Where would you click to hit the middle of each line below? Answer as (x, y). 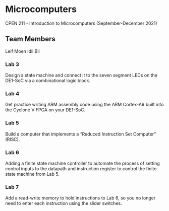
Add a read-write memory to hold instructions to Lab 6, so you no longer (80, 198)
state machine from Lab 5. (32, 174)
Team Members (30, 39)
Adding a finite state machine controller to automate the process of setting (82, 163)
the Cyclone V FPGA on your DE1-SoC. (45, 110)
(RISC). (13, 139)
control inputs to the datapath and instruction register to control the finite (81, 168)
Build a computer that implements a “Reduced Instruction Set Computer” (81, 134)
